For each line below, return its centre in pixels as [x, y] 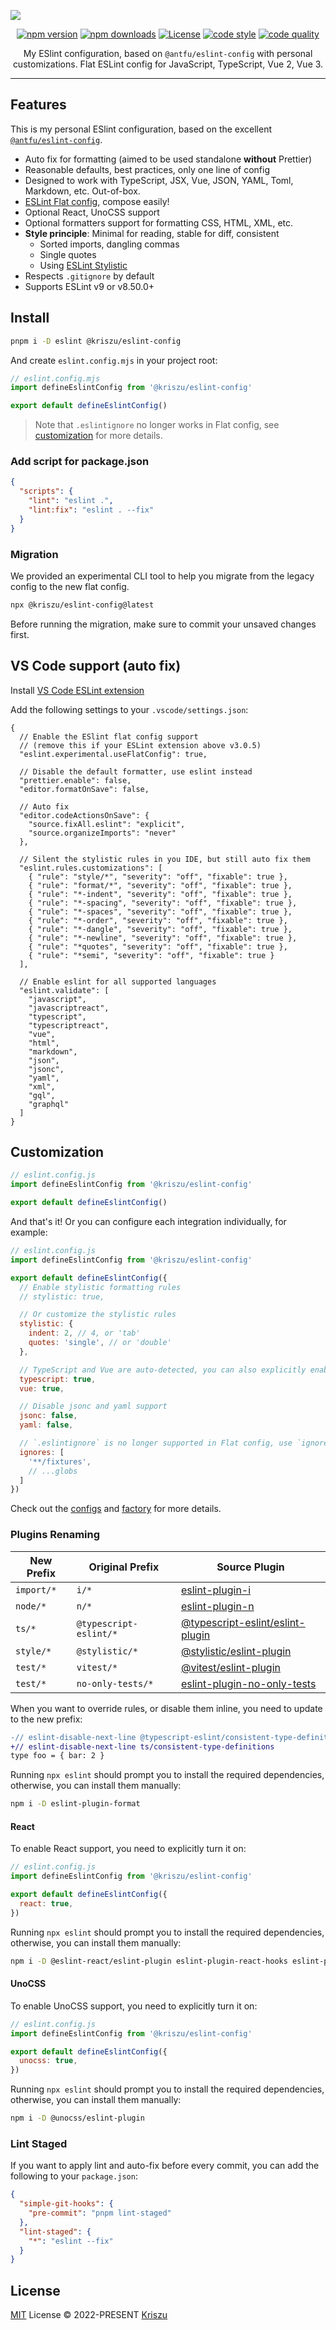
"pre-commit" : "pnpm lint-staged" [100, 2213]
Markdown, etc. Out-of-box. [82, 191]
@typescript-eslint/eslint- [243, 1622]
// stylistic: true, [62, 1296]
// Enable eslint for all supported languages [118, 981]
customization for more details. [98, 436]
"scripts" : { [46, 491]
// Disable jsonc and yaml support [93, 1406]
